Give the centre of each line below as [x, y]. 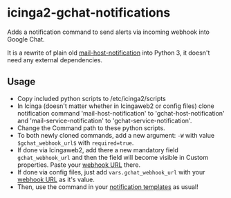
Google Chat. [26, 39]
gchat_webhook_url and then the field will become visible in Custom [113, 157]
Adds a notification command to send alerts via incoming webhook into [108, 32]
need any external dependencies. [55, 60]
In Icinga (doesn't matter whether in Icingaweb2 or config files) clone [115, 106]
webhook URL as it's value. [56, 179]
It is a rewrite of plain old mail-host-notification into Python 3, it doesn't [109, 53]
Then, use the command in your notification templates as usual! [108, 187]
